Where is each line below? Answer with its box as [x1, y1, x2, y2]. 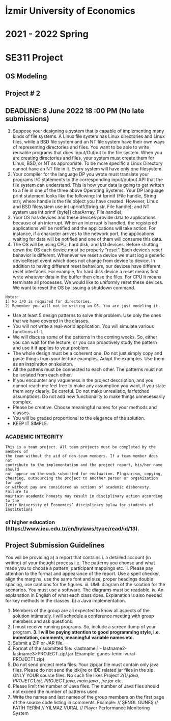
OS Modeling [5, 72, 47, 80]
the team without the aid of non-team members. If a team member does [5, 453, 158, 459]
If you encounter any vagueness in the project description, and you [12, 377, 154, 384]
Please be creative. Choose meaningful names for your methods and [12, 405, 157, 411]
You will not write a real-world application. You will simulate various [12, 323, 154, 329]
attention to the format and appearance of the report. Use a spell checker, [5, 570, 160, 577]
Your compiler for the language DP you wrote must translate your [12, 171, 149, 178]
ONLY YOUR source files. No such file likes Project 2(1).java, [12, 672, 140, 679]
